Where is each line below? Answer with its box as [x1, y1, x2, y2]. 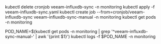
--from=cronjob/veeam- [96, 9, 145, 15]
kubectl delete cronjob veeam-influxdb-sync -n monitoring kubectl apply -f [5, 4, 155, 10]
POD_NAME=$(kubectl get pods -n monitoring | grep [5, 29, 110, 34]
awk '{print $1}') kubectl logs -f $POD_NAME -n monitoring [38, 33, 156, 39]
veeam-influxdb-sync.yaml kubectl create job [5, 9, 96, 15]
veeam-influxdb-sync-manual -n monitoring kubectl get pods [33, 14, 156, 20]
